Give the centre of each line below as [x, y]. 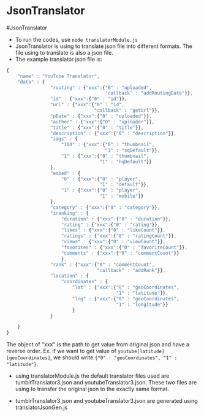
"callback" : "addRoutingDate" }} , [149, 93]
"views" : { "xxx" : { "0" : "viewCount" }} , [113, 242]
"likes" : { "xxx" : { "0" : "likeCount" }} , [113, 230]
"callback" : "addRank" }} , [131, 270]
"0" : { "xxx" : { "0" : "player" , [101, 179]
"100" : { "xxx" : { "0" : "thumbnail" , [108, 145]
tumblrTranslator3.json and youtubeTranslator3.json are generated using [106, 401]
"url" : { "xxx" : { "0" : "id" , [87, 105]
